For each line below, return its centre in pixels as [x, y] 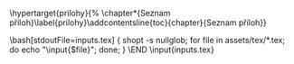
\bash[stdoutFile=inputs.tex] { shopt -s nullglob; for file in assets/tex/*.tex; [147, 40]
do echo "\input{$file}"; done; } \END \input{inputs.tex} [112, 50]
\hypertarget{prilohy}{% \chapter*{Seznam [90, 13]
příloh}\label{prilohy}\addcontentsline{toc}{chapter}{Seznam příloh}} [138, 23]
